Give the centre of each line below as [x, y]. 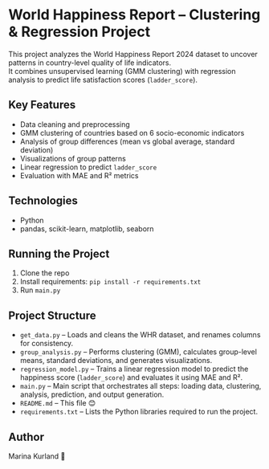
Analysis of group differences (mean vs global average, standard [127, 141]
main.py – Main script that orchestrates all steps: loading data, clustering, [141, 386]
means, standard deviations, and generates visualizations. [116, 361]
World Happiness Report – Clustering [134, 15]
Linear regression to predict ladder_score [88, 167]
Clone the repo [45, 273]
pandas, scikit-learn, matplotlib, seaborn [87, 228]
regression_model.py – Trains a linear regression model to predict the [134, 369]
